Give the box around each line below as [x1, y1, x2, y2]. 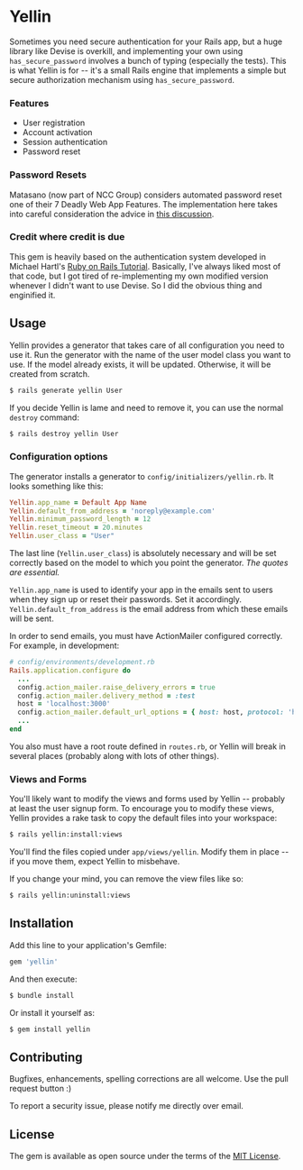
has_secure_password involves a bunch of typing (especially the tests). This [9, 55, 287, 66]
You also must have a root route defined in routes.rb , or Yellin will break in [9, 741, 286, 752]
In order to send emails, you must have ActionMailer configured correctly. [9, 631, 283, 642]
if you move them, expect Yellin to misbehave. [9, 856, 180, 867]
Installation [9, 916, 74, 931]
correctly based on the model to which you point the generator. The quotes [9, 557, 289, 569]
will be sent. [9, 613, 54, 624]
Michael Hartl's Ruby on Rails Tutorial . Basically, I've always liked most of [9, 261, 281, 271]
